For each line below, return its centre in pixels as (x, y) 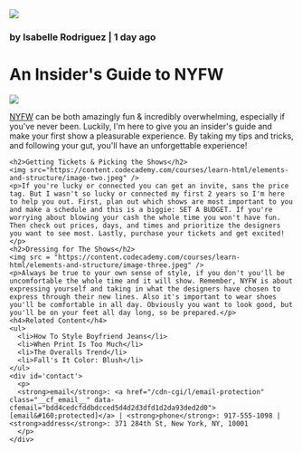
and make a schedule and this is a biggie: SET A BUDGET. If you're (141, 209)
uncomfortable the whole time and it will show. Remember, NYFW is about (151, 281)
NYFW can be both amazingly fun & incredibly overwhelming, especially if (147, 116)
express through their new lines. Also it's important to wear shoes (143, 297)
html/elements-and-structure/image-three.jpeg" (101, 265)
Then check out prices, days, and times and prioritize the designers (145, 226)
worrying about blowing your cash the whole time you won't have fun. (145, 217)
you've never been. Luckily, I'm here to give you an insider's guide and (141, 126)
